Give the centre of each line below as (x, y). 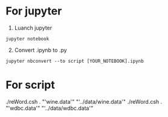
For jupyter (34, 11)
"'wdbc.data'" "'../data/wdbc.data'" (50, 108)
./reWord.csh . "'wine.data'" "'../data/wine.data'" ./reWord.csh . (84, 101)
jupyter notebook (27, 39)
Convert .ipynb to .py (40, 50)
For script (31, 85)
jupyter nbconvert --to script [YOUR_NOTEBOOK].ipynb (75, 61)
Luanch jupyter (33, 28)
